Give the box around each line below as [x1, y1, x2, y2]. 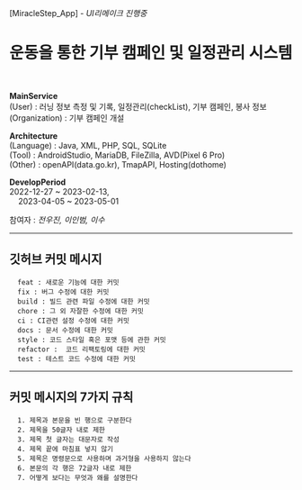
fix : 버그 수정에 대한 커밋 [17, 287, 110, 296]
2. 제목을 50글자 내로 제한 [17, 425, 106, 434]
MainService [9, 90, 58, 101]
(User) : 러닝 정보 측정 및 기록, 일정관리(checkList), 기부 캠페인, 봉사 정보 [9, 101, 267, 112]
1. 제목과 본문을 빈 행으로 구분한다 [17, 415, 132, 425]
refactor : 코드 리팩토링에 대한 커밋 [17, 345, 147, 354]
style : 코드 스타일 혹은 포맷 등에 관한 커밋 [17, 335, 166, 344]
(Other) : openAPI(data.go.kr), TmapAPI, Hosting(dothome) [9, 159, 227, 169]
